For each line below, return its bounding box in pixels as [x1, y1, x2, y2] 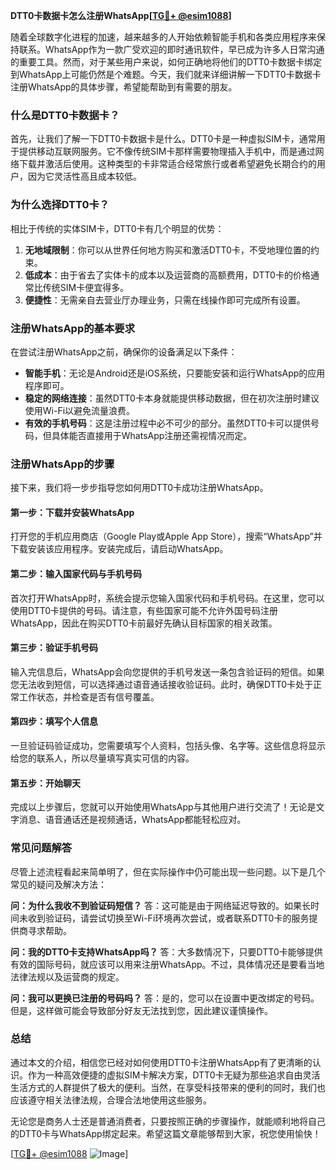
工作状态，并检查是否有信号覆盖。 [18, 690, 160, 703]
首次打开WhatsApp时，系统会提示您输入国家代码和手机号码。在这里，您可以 [10, 592, 325, 604]
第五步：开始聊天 [10, 777, 81, 789]
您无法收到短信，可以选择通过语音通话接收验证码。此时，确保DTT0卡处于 [10, 678, 314, 690]
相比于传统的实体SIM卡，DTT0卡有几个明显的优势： [10, 222, 225, 234]
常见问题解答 [10, 841, 73, 855]
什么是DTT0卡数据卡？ [10, 108, 120, 122]
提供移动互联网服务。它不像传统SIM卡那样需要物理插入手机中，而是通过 [18, 145, 316, 158]
